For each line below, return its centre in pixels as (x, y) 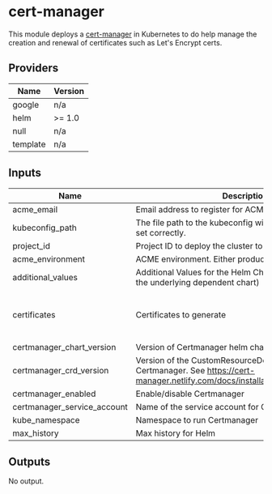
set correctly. (161, 232)
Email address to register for (189, 209)
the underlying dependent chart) (198, 282)
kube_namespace (46, 419)
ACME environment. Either (186, 259)
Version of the (162, 360)
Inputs (25, 173)
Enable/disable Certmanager (190, 394)
